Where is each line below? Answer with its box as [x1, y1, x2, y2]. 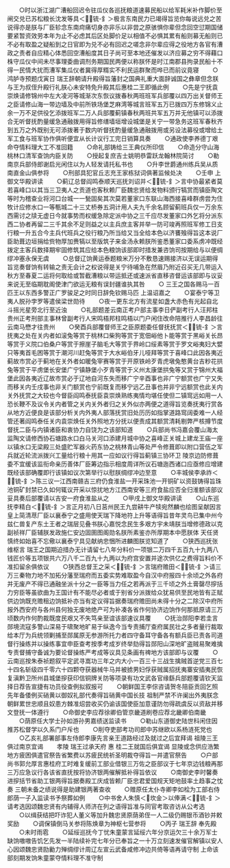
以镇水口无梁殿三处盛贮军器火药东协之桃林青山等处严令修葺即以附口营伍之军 [7, 443, 223, 451]
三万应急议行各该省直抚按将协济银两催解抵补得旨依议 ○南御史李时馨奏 [7, 768, 218, 776]
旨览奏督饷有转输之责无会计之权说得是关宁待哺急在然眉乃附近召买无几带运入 [7, 263, 223, 271]
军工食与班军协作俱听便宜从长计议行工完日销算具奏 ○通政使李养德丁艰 [7, 134, 218, 142]
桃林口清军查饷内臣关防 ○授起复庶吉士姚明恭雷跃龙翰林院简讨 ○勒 [7, 151, 220, 160]
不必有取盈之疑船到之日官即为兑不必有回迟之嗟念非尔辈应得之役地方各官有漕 [7, 40, 223, 48]
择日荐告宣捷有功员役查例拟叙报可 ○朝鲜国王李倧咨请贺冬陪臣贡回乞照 [7, 682, 218, 691]
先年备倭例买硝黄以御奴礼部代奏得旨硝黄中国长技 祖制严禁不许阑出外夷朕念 [7, 691, 219, 699]
